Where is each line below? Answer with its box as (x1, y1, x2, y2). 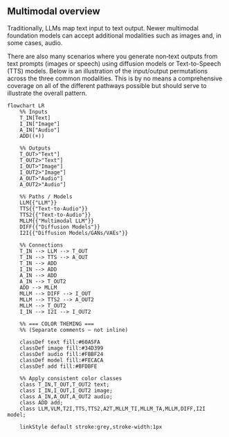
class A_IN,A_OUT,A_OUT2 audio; (19, 393, 113, 400)
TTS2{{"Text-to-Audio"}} (19, 211, 91, 218)
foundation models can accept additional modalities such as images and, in (7, 31, 221, 39)
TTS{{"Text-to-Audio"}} (19, 205, 89, 212)
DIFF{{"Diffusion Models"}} (19, 223, 100, 231)
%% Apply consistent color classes (19, 375, 122, 382)
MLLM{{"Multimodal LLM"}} (19, 217, 95, 224)
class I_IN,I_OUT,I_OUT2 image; (19, 387, 113, 394)
